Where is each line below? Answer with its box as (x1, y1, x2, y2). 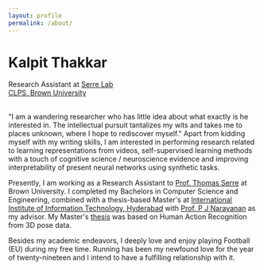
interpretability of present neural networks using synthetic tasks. (8, 162, 220, 172)
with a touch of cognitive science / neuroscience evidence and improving (8, 155, 249, 164)
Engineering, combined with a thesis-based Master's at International (8, 195, 232, 205)
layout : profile (8, 11, 62, 20)
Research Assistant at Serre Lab (8, 80, 114, 89)
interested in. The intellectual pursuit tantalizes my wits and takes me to (8, 120, 243, 130)
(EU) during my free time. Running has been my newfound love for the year (8, 245, 254, 254)
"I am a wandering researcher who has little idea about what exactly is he (8, 112, 249, 122)
